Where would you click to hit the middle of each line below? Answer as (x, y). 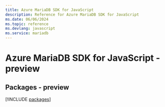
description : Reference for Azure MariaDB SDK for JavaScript (72, 15)
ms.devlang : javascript (30, 29)
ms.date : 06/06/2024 (27, 19)
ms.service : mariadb (27, 33)
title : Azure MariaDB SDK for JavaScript (50, 10)
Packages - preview (37, 87)
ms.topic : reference (27, 24)
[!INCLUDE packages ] (28, 99)
